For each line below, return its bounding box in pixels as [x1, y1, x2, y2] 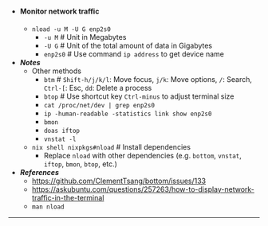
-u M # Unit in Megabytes [43, 33, 127, 42]
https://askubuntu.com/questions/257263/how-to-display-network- [31, 185, 255, 194]
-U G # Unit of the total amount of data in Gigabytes [43, 41, 213, 51]
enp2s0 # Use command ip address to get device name [43, 49, 225, 59]
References [19, 168, 60, 177]
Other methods [31, 66, 82, 76]
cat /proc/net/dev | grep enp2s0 [43, 102, 156, 110]
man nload [31, 203, 65, 211]
